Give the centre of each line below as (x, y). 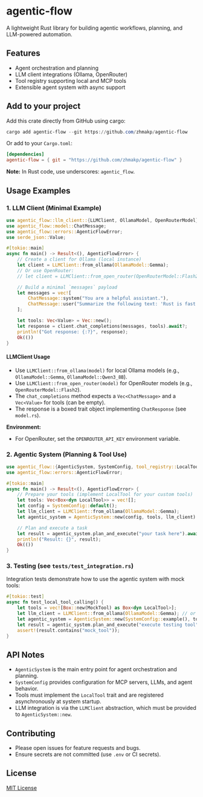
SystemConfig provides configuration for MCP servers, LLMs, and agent (103, 682)
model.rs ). (28, 415)
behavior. (27, 689)
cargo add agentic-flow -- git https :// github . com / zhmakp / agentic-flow (97, 132)
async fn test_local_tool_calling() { (55, 602)
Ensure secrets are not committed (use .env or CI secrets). (88, 755)
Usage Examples (38, 191)
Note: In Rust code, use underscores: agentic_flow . (71, 172)
